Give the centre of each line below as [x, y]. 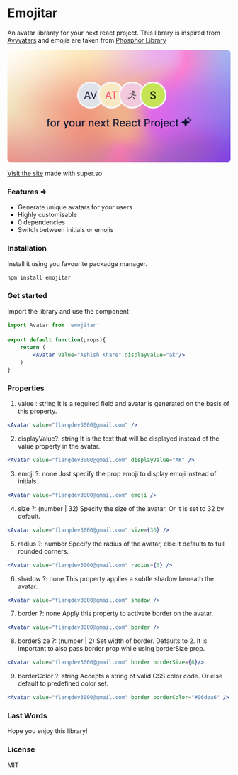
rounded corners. [43, 551]
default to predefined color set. [63, 683]
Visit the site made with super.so [55, 173]
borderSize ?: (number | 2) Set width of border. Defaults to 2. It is [112, 641]
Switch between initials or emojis [66, 230]
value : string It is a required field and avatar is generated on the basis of [124, 404]
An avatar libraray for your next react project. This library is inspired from [114, 33]
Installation [27, 248]
